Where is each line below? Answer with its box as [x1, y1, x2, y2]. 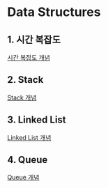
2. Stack [7, 74, 44, 86]
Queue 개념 [7, 173, 40, 182]
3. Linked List [7, 114, 66, 126]
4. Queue [7, 154, 48, 166]
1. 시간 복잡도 [7, 33, 61, 45]
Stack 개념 [7, 93, 37, 102]
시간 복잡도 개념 [7, 54, 51, 61]
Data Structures [7, 4, 101, 20]
